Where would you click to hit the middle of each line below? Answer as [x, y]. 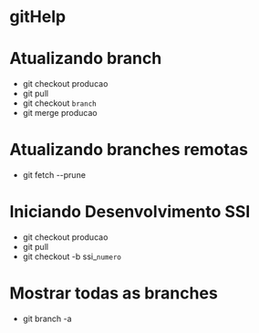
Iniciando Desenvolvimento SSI [130, 212]
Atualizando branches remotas [129, 150]
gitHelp [38, 17]
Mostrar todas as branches [114, 293]
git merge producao [60, 113]
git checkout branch [60, 103]
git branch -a [47, 318]
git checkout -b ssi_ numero [72, 256]
